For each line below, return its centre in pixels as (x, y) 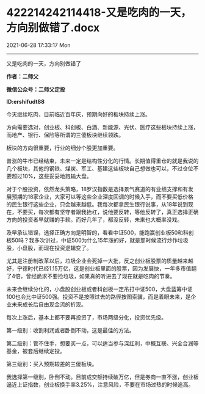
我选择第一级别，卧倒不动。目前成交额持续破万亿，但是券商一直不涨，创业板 (103, 377)
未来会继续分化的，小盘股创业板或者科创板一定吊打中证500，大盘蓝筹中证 (99, 289)
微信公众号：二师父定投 (36, 89)
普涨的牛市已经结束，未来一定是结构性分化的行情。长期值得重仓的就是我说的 (103, 161)
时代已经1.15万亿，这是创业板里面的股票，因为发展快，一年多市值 (109, 268)
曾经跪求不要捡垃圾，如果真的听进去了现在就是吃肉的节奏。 (101, 276)
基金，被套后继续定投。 (36, 351)
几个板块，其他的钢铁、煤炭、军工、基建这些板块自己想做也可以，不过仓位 (100, 168)
